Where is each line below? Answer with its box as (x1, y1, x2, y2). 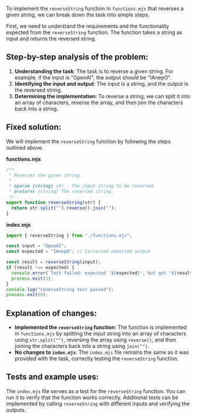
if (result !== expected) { (6, 264, 75, 270)
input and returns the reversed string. (6, 35, 97, 42)
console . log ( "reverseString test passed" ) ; (6, 286, 114, 293)
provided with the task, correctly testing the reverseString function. (14, 355, 179, 362)
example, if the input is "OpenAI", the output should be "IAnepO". (14, 73, 172, 81)
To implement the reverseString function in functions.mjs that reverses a (6, 5, 184, 12)
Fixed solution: (6, 122, 62, 132)
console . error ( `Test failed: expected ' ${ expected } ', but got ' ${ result (11, 270, 193, 276)
